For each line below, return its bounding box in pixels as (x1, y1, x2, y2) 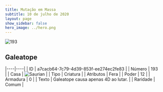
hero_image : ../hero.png (5, 25, 56, 30)
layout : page (5, 16, 32, 21)
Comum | (5, 81, 24, 87)
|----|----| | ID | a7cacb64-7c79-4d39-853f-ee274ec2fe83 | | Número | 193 (5, 66, 158, 71)
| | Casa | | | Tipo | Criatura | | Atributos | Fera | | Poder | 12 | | (5, 71, 150, 77)
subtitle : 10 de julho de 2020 (5, 12, 69, 17)
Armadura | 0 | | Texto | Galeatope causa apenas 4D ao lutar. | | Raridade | (5, 76, 156, 82)
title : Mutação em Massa (5, 7, 56, 12)
